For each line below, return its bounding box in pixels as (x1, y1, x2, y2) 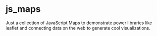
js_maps (5, 3, 41, 15)
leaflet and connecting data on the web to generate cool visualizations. (5, 25, 151, 31)
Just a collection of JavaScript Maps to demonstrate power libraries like (5, 20, 153, 26)
